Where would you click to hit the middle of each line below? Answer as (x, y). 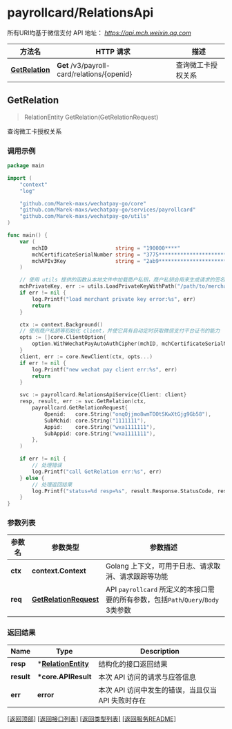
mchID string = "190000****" (106, 248)
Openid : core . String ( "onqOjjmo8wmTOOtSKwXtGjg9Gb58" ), (128, 414)
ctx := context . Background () (61, 324)
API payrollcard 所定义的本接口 (157, 589)
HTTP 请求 (113, 51)
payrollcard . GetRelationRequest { (80, 408)
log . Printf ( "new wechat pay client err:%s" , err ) (105, 369)
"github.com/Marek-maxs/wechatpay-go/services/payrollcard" (108, 210)
